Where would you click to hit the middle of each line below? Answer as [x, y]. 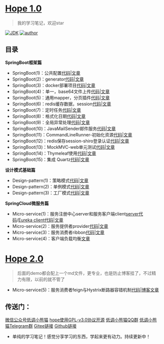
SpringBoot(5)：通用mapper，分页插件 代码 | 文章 [61, 97]
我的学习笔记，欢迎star [40, 23]
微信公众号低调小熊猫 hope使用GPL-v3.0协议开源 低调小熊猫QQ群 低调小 [79, 320]
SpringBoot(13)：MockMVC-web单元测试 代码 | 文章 [63, 147]
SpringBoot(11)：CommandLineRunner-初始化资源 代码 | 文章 [72, 134]
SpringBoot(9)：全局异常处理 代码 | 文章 [51, 122]
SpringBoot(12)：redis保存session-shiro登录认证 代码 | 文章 [71, 141]
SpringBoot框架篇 [23, 62]
